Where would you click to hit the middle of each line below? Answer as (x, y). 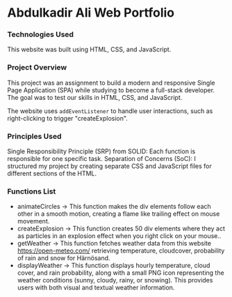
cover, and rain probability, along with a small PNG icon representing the (121, 273)
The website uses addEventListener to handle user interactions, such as (110, 111)
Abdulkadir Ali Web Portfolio (91, 13)
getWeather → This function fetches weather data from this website (114, 244)
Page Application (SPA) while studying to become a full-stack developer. (111, 90)
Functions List (32, 191)
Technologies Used (41, 35)
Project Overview (37, 67)
